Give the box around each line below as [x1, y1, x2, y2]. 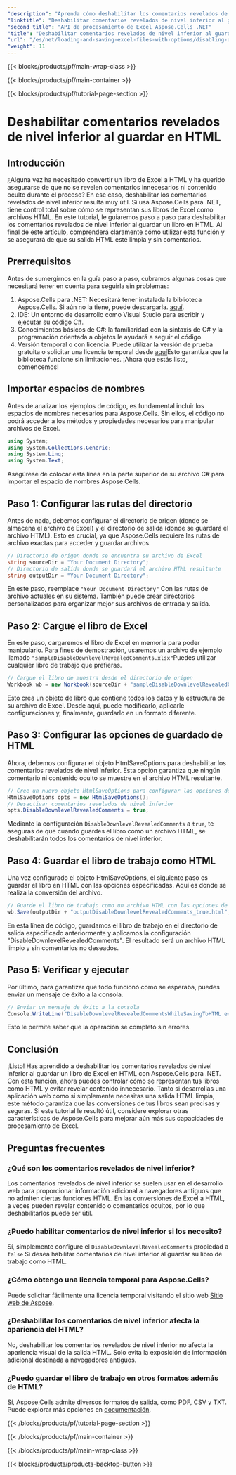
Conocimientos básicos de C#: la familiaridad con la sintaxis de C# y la [17, 325, 223, 334]
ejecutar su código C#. [17, 318, 84, 326]
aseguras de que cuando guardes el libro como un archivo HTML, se [7, 827, 206, 836]
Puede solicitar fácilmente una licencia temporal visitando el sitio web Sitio [7, 1291, 223, 1299]
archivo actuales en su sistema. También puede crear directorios [7, 592, 195, 601]
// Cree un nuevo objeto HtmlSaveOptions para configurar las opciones [7, 787, 221, 794]
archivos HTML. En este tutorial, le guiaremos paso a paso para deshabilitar [7, 213, 226, 221]
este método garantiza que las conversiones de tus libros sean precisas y [7, 1099, 220, 1107]
